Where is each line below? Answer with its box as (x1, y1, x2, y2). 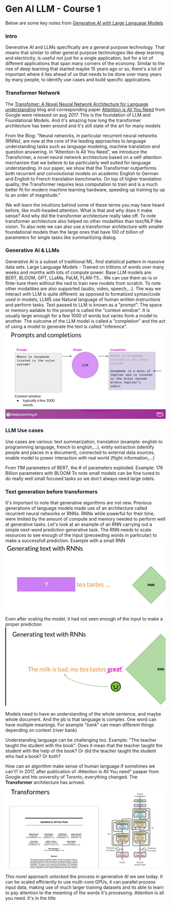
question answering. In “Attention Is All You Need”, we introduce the (5, 149, 148, 155)
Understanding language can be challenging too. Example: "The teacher (5, 737, 157, 743)
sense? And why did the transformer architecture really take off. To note (5, 212, 156, 219)
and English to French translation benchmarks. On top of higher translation (5, 176, 162, 182)
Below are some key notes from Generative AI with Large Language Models (5, 20, 164, 26)
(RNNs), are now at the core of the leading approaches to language (5, 138, 147, 144)
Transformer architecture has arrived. (5, 779, 85, 785)
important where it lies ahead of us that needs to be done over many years (5, 71, 162, 77)
